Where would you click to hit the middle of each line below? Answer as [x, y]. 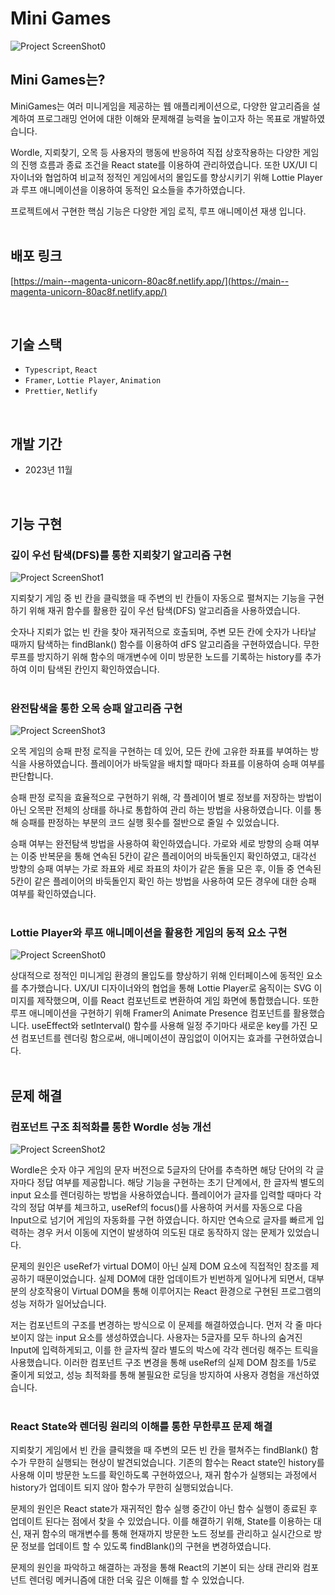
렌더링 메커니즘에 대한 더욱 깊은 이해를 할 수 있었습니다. [136, 1580]
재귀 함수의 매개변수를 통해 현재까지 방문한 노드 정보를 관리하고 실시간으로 [167, 1534]
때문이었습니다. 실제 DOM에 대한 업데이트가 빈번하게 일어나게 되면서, [171, 1279]
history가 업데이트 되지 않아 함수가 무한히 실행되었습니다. [122, 1488]
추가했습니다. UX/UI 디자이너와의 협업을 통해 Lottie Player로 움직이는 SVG [166, 988]
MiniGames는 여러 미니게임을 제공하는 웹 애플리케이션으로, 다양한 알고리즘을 [160, 106]
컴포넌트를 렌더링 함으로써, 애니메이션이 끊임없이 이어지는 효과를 [146, 1038]
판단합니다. [32, 776]
